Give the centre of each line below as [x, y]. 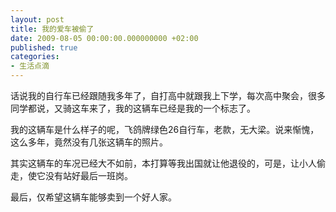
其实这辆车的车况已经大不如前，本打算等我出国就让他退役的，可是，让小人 [163, 163]
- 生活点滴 [30, 66]
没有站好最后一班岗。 [88, 175]
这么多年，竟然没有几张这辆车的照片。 [89, 142]
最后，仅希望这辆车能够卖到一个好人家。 [93, 197]
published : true [44, 47]
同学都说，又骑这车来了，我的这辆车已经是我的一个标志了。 [133, 108]
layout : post [37, 19]
